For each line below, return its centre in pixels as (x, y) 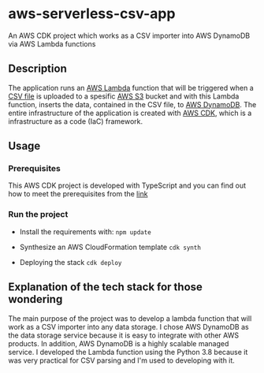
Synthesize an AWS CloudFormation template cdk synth (110, 247)
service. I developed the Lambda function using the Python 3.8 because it (128, 352)
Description (37, 69)
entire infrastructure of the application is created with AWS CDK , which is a (130, 113)
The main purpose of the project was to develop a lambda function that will (130, 318)
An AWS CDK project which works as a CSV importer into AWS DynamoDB (129, 35)
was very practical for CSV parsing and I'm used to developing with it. (121, 360)
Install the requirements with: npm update (85, 231)
